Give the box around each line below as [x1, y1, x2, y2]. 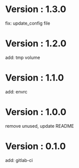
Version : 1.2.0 [5, 38, 67, 49]
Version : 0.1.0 [5, 140, 66, 152]
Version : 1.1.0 [5, 72, 64, 83]
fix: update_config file [5, 20, 50, 26]
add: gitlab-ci [5, 157, 33, 163]
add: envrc [5, 89, 28, 95]
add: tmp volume [5, 54, 40, 60]
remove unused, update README [5, 123, 74, 129]
